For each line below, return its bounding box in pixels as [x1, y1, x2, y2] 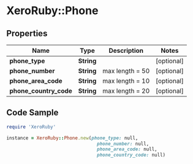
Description [108, 47, 144, 55]
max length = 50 [102, 67, 150, 75]
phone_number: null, [97, 141, 149, 147]
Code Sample [6, 107, 59, 118]
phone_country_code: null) [97, 152, 166, 158]
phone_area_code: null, [97, 146, 157, 152]
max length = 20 [102, 87, 150, 95]
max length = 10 [102, 77, 150, 85]
